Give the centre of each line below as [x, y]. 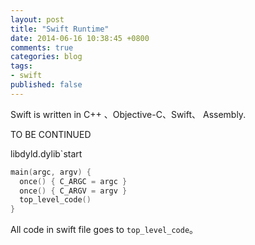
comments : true [42, 47]
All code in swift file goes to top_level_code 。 [104, 230]
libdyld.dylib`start [46, 153]
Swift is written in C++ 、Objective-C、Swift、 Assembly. [128, 114]
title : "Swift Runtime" [60, 29]
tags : [21, 66]
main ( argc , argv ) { [51, 172]
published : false [46, 85]
